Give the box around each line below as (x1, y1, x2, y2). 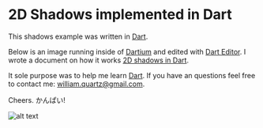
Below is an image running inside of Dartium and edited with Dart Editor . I (8, 47, 246, 56)
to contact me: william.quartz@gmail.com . (8, 79, 145, 88)
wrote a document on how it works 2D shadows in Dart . (8, 55, 190, 65)
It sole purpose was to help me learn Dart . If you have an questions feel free (8, 70, 256, 80)
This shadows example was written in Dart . (8, 32, 148, 41)
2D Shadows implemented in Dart (8, 6, 233, 24)
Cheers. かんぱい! (8, 95, 66, 104)
